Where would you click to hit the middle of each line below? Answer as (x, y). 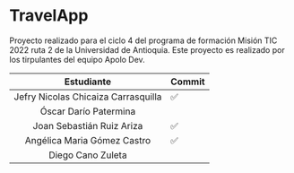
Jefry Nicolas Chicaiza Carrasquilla (88, 97)
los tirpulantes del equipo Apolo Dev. (77, 59)
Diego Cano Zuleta (88, 155)
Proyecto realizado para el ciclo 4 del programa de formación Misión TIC (143, 40)
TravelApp (49, 16)
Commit (187, 82)
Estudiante (88, 82)
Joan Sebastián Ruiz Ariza (88, 125)
